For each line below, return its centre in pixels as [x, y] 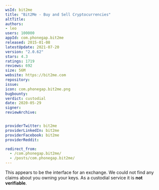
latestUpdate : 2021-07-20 [32, 47]
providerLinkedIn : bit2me [32, 130]
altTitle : [16, 19]
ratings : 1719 [20, 61]
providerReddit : [22, 140]
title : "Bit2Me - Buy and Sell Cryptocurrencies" [58, 15]
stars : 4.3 [17, 56]
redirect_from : [21, 149]
